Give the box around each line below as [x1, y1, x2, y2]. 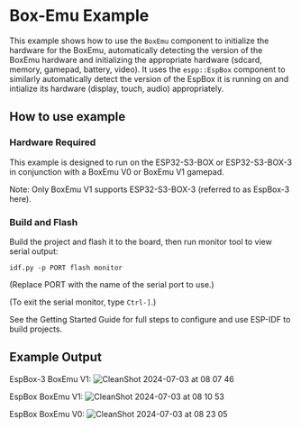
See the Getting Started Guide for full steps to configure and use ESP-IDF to [9, 314, 291, 324]
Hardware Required [9, 136, 96, 149]
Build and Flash [9, 215, 78, 228]
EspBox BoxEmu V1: [9, 391, 84, 402]
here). [9, 193, 32, 204]
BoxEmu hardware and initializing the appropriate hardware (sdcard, [9, 54, 263, 65]
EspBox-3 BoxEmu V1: [9, 373, 92, 384]
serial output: [9, 245, 59, 257]
